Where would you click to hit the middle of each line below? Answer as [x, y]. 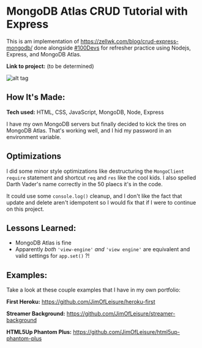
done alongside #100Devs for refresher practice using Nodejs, [112, 48]
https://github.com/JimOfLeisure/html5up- [127, 332]
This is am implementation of [43, 41]
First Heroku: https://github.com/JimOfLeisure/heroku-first [81, 302]
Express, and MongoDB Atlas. [44, 54]
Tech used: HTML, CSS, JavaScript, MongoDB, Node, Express [85, 112]
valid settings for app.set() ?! [52, 256]
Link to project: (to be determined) [50, 66]
